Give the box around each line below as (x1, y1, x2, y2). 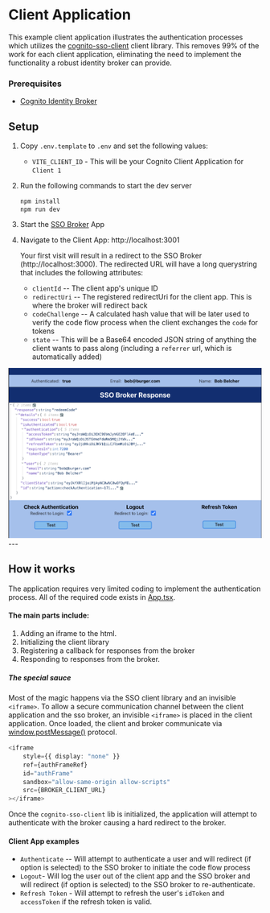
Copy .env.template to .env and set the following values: (19, 141, 209, 151)
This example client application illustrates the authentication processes (8, 32, 243, 42)
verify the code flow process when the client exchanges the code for (31, 318, 259, 328)
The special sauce (8, 672, 72, 682)
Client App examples (8, 836, 80, 846)
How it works (8, 562, 76, 576)
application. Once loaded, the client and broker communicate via (8, 719, 223, 728)
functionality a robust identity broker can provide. (8, 58, 173, 68)
